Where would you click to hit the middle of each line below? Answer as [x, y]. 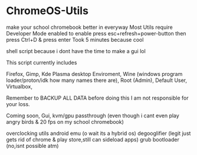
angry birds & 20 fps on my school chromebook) [65, 121]
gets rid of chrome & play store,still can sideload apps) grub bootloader [93, 139]
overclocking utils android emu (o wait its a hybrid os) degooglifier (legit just [98, 133]
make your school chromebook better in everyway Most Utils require [89, 27]
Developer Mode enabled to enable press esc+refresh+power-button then [96, 33]
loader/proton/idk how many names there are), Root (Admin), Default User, [97, 80]
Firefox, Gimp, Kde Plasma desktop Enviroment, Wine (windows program [94, 74]
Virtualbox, [19, 86]
